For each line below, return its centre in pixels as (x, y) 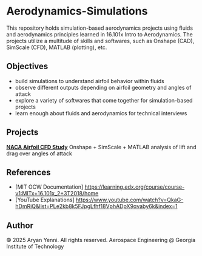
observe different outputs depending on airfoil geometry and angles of (103, 87)
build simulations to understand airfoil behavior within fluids (90, 81)
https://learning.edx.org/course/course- (135, 187)
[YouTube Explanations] (45, 200)
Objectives (27, 66)
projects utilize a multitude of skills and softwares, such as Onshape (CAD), (100, 41)
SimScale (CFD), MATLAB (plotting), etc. (57, 47)
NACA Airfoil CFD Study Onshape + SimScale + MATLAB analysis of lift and (101, 147)
